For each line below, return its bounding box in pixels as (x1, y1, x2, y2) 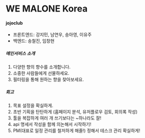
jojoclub (5, 20, 23, 26)
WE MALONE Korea (5, 3, 88, 15)
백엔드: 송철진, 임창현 (12, 38, 54, 44)
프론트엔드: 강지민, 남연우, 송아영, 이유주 (12, 32, 92, 38)
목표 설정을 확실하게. (12, 102, 53, 108)
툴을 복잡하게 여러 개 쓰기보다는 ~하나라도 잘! (12, 115, 101, 121)
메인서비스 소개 (5, 50, 35, 56)
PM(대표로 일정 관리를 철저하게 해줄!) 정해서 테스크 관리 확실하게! (12, 127, 140, 133)
